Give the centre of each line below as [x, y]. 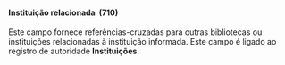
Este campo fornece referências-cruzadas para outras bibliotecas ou [135, 32]
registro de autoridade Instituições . [74, 51]
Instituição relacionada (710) [63, 12]
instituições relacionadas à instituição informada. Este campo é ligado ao [142, 42]
